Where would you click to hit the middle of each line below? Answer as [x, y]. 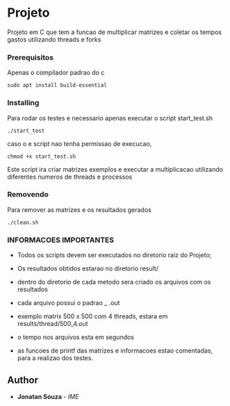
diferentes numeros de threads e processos [70, 177]
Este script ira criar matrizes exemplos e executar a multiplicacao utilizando [115, 169]
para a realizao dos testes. [55, 358]
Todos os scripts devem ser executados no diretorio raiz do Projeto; [114, 255]
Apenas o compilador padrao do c [56, 73]
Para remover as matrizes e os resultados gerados [79, 209]
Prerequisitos [31, 57]
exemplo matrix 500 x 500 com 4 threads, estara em [92, 316]
